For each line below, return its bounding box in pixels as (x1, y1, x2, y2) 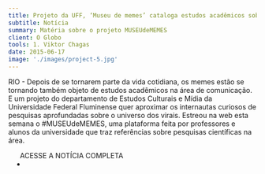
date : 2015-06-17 (8, 48, 65, 56)
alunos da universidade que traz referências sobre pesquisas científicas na (8, 127, 252, 136)
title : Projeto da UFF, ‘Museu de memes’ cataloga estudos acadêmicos (8, 11, 245, 20)
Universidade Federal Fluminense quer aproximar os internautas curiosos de (8, 102, 257, 111)
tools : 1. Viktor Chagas (8, 41, 90, 49)
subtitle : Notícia (8, 19, 69, 27)
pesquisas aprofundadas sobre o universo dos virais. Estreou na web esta (8, 110, 248, 120)
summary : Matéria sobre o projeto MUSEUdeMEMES (8, 26, 168, 34)
